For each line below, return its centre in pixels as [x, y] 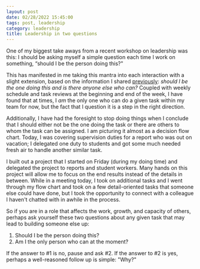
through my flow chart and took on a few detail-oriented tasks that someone [100, 187]
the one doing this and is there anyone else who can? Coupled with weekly [99, 88]
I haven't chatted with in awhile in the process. [63, 200]
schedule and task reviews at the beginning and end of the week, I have [95, 94]
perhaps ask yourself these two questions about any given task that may [96, 218]
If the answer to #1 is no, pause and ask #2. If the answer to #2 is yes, [92, 253]
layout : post [22, 12]
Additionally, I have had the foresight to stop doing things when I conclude [98, 118]
